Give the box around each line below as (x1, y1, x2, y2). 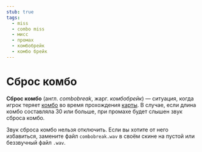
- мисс (12, 32, 29, 38)
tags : (6, 15, 20, 21)
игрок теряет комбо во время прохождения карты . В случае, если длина (6, 101, 197, 108)
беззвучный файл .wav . (6, 139, 66, 146)
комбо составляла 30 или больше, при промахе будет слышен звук (6, 108, 183, 115)
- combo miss (12, 26, 45, 32)
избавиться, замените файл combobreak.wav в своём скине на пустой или (6, 132, 195, 140)
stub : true (6, 9, 34, 15)
